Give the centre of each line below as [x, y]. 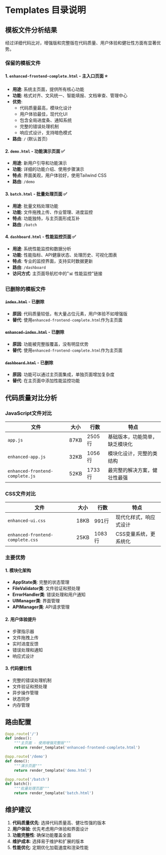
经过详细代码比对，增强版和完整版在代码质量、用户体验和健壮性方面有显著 [81, 43]
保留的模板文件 [23, 63]
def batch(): [19, 784]
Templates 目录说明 [46, 10]
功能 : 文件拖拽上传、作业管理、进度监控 [52, 212]
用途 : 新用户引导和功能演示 [40, 163]
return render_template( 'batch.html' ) [54, 793]
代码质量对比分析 [31, 398]
